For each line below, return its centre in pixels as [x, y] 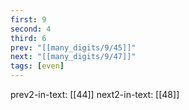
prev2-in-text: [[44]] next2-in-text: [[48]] [95, 94]
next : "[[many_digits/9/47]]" [73, 57]
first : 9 [28, 19]
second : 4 [31, 29]
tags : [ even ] [37, 66]
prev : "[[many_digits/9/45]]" [73, 47]
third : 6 [28, 38]
